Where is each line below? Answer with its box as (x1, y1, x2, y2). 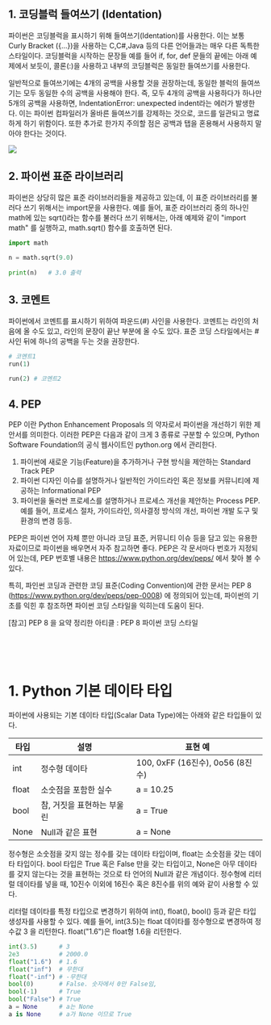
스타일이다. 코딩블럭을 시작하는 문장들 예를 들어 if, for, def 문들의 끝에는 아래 (8, 51, 249, 61)
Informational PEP (41, 486, 102, 496)
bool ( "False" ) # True (8, 995, 81, 1003)
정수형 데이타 (40, 764, 89, 775)
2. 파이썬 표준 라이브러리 (8, 169, 123, 183)
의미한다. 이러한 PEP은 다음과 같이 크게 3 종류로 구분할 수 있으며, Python (29, 430, 260, 440)
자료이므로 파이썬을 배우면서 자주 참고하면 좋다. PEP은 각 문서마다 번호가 (8, 543, 237, 553)
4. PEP (8, 397, 42, 411)
